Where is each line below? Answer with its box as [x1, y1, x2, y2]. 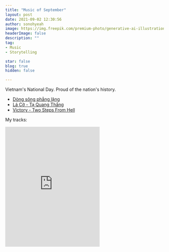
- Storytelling [5, 49, 37, 55]
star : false [5, 59, 30, 64]
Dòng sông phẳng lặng [12, 96, 60, 103]
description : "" [5, 36, 39, 41]
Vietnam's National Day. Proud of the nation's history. [5, 86, 116, 92]
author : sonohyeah [5, 21, 44, 27]
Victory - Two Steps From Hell [12, 107, 75, 113]
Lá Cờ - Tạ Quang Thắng [12, 102, 64, 108]
